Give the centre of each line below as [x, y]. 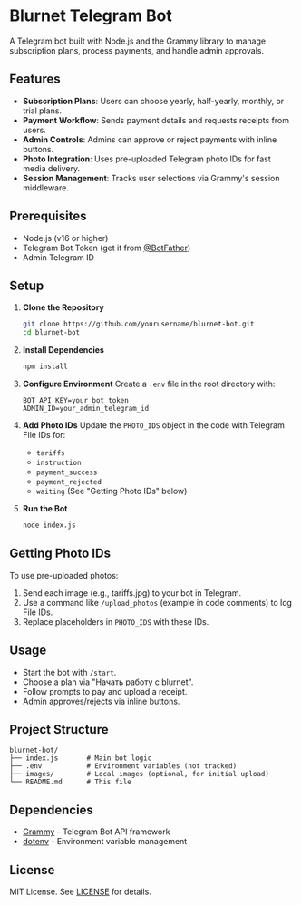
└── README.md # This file [70, 782]
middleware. [46, 188]
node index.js [49, 525]
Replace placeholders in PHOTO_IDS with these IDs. [116, 621]
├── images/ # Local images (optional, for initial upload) [140, 774]
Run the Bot [45, 508]
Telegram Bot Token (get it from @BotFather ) [107, 248]
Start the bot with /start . [69, 672]
